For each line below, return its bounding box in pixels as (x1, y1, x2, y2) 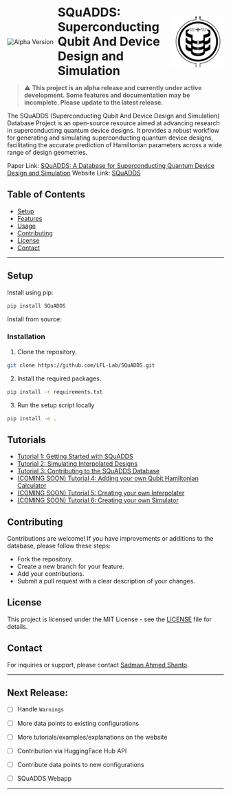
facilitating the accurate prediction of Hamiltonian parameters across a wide (7, 141, 222, 149)
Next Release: (7, 687, 69, 699)
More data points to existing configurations (16, 719, 140, 727)
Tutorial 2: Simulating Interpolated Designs (16, 460, 138, 468)
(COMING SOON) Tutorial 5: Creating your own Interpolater (16, 489, 185, 497)
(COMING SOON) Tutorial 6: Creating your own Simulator (16, 496, 179, 504)
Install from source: (7, 314, 62, 323)
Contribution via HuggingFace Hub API (16, 746, 127, 755)
